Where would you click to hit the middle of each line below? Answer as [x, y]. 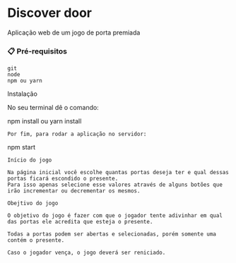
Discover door [50, 13]
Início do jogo [30, 160]
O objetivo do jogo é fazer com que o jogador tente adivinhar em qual [115, 216]
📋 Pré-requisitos [37, 51]
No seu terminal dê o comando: [53, 108]
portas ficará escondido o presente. [63, 179]
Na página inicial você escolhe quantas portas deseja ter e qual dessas [118, 173]
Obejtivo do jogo [33, 203]
